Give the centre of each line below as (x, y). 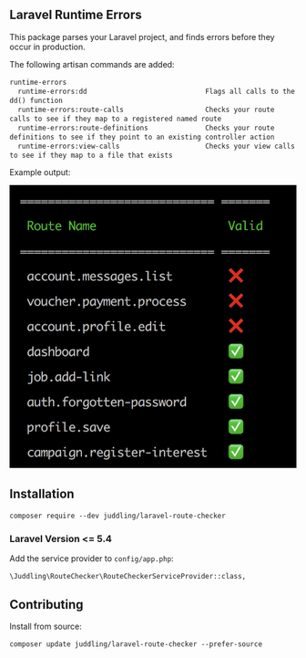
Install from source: (46, 627)
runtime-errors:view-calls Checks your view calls (157, 146)
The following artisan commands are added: (92, 64)
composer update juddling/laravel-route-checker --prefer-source (136, 644)
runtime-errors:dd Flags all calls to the (157, 91)
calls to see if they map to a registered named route (116, 119)
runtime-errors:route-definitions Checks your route (146, 128)
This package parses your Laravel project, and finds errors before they (142, 37)
